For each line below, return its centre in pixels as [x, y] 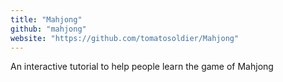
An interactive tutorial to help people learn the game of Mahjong [142, 67]
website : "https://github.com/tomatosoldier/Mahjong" [125, 38]
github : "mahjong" [48, 29]
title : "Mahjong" [46, 19]
